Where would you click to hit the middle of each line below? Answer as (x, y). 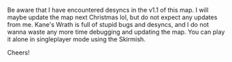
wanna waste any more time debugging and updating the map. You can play (116, 32)
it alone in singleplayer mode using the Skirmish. (76, 39)
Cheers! (18, 52)
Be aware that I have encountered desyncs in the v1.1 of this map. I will (108, 10)
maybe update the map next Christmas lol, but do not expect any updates (112, 17)
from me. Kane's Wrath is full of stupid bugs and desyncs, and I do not (108, 24)
